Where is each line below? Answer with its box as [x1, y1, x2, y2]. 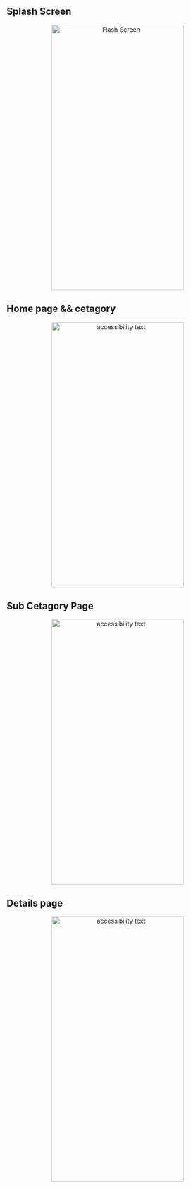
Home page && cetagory [6, 303, 116, 315]
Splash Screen [6, 6, 72, 18]
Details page [6, 897, 63, 909]
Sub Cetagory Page [6, 600, 94, 612]
